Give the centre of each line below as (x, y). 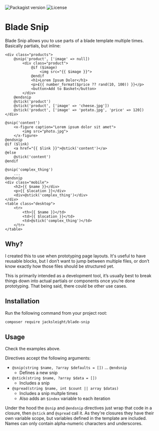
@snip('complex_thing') (29, 170)
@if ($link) (17, 144)
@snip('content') (23, 123)
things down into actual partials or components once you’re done (70, 281)
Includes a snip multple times (48, 394)
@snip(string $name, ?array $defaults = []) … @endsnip (69, 368)
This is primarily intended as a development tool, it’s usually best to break (78, 275)
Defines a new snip (39, 373)
